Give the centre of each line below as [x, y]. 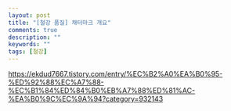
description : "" [34, 37]
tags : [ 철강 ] [28, 52]
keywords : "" [29, 45]
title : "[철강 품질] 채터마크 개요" [60, 23]
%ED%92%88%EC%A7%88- [56, 82]
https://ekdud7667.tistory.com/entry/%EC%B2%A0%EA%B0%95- [115, 74]
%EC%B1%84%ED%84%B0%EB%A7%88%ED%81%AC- [102, 90]
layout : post [29, 15]
